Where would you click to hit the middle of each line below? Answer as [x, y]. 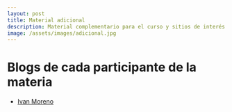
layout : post [26, 14]
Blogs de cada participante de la [102, 67]
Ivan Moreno [35, 102]
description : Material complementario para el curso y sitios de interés [116, 26]
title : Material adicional [46, 20]
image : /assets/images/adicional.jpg [62, 33]
